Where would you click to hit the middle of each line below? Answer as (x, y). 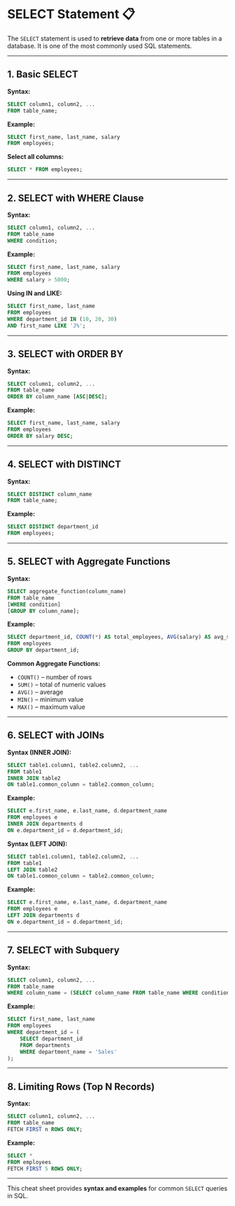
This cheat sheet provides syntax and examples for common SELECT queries (117, 1188)
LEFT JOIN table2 (33, 870)
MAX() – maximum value (51, 707)
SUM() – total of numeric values (62, 685)
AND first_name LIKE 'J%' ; (47, 326)
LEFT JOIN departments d (43, 915)
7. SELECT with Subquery (64, 950)
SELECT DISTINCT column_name (50, 494)
